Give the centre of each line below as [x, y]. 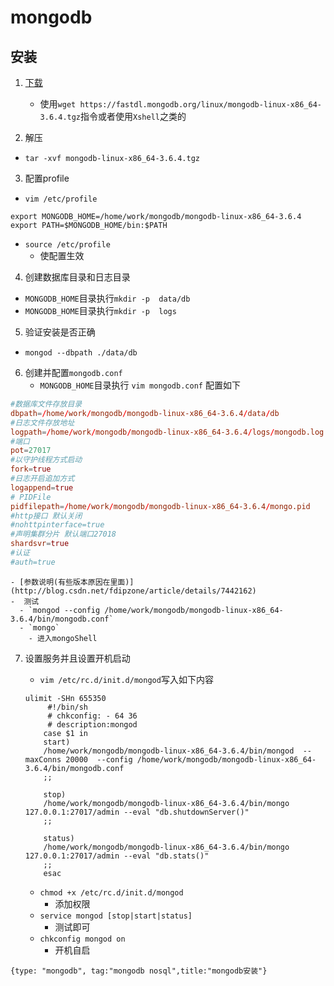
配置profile [47, 178]
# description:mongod [92, 724]
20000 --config [99, 759]
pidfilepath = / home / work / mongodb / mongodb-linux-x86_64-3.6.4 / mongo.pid [160, 506]
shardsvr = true [40, 544]
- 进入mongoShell [63, 638]
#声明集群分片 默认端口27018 [63, 534]
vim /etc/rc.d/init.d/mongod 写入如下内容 [126, 679]
